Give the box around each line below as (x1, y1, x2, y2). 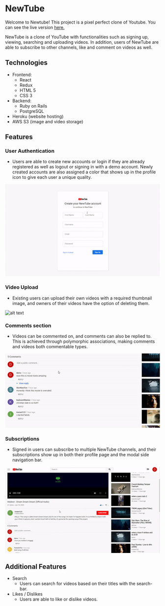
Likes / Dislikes (12, 591, 43, 597)
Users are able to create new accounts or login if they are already (12, 159, 145, 165)
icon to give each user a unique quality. (12, 174, 92, 180)
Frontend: (12, 72, 32, 78)
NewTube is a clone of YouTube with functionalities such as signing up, (5, 34, 149, 40)
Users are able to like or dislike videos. (19, 596, 98, 602)
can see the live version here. (5, 24, 65, 30)
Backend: (12, 98, 32, 104)
